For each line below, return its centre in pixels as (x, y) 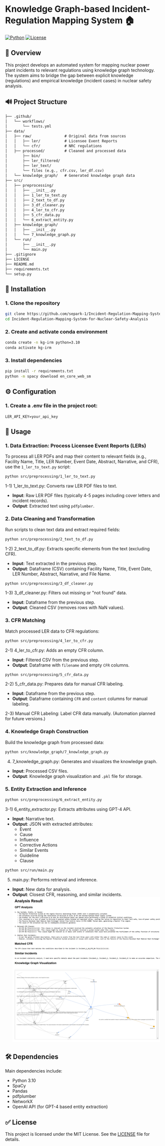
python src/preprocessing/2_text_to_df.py (49, 539)
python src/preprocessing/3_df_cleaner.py (49, 583)
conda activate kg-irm (28, 348)
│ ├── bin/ (23, 156)
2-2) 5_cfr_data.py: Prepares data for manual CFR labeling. (65, 684)
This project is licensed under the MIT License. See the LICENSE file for (78, 1134)
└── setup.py (18, 274)
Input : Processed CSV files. (40, 771)
